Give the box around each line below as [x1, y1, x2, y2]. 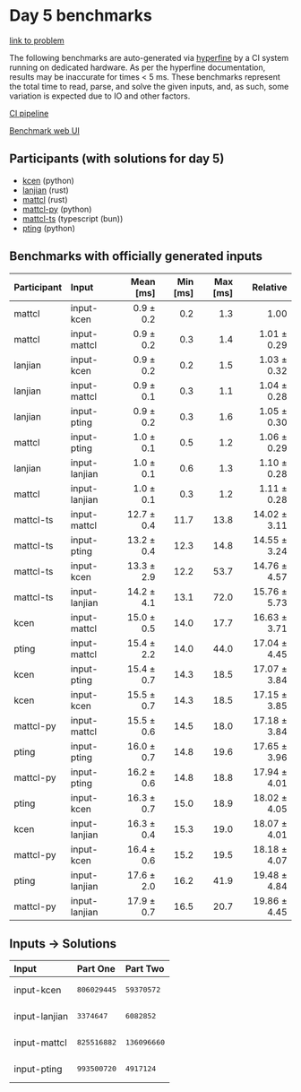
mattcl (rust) [21, 194, 69, 204]
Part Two [125, 963, 165, 975]
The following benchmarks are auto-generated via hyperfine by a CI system [9, 52, 289, 63]
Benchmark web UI [9, 125, 81, 135]
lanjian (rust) [21, 185, 69, 195]
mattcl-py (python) [21, 204, 92, 214]
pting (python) [21, 222, 76, 233]
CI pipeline [9, 108, 49, 118]
